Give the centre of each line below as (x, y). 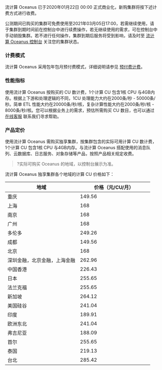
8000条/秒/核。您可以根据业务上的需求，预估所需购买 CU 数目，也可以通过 (80, 110)
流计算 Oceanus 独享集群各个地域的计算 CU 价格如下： (60, 174)
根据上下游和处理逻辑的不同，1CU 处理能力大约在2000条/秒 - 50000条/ (84, 98)
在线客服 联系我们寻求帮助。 (33, 116)
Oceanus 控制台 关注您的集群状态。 (46, 42)
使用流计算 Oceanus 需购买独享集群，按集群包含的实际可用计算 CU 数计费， (81, 141)
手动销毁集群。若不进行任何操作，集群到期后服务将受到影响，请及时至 (75, 36)
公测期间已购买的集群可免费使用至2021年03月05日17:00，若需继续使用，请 (80, 23)
